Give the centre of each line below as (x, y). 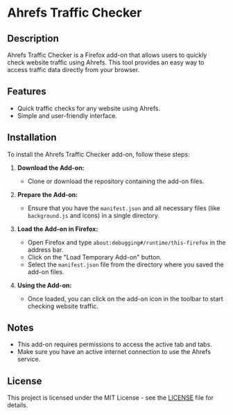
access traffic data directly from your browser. (74, 70)
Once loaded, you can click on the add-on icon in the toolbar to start (125, 298)
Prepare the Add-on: (48, 194)
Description (33, 39)
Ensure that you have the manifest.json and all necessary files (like (124, 208)
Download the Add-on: (51, 167)
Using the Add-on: (44, 285)
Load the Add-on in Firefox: (58, 229)
